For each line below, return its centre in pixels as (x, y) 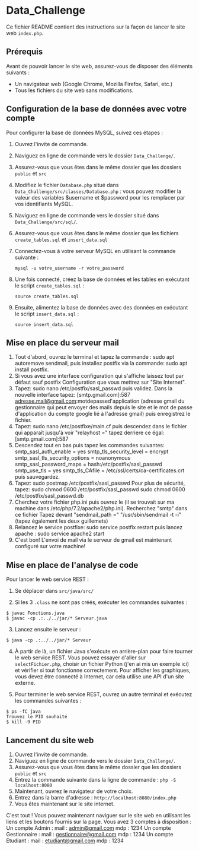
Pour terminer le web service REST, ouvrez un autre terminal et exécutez (103, 694)
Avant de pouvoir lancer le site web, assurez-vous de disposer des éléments (99, 66)
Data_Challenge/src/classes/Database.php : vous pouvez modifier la (98, 191)
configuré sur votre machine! (50, 546)
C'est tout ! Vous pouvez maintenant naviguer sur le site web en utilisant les (98, 815)
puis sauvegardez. (37, 477)
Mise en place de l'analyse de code (72, 565)
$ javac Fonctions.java (36, 613)
